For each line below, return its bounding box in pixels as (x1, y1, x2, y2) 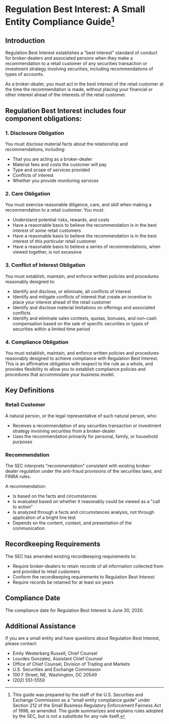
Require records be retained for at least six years (12, 579, 114, 585)
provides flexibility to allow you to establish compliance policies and (5, 366, 146, 372)
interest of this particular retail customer (12, 238, 97, 245)
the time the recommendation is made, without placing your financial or (5, 86, 153, 92)
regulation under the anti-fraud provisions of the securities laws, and (19, 468, 162, 474)
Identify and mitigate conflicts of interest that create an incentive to (12, 294, 152, 300)
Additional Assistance (5, 621, 76, 630)
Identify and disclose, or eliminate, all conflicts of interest (12, 288, 131, 294)
